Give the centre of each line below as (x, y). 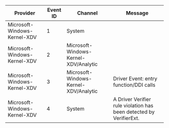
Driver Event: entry (135, 79)
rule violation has (133, 106)
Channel (88, 13)
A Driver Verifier (132, 99)
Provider (25, 13)
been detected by (134, 112)
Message (137, 13)
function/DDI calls (134, 85)
